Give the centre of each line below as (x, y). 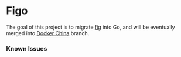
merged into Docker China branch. (48, 33)
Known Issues (27, 48)
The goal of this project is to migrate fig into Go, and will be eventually (90, 27)
